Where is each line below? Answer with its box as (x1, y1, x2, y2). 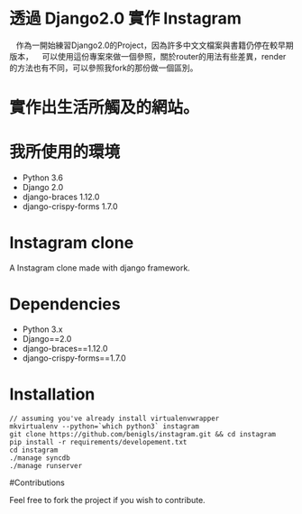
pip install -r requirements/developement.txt (9, 437, 188, 446)
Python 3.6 (22, 172, 63, 183)
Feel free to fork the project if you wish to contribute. (9, 494, 206, 505)
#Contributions (9, 477, 66, 488)
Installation (9, 384, 96, 405)
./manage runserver (9, 461, 83, 470)
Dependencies (9, 294, 121, 315)
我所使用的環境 (9, 142, 121, 162)
